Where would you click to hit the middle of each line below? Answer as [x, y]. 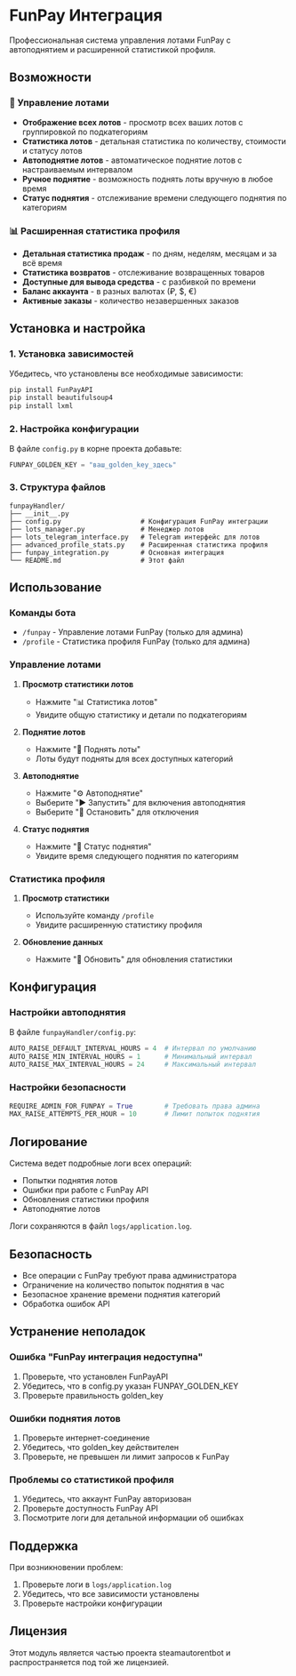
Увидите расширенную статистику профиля [119, 925]
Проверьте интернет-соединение [86, 1438]
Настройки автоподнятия [68, 1013]
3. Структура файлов [58, 487]
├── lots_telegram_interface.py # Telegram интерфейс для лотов [135, 537]
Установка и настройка [77, 329]
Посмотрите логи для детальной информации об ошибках [133, 1518]
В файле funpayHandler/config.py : [72, 1031]
